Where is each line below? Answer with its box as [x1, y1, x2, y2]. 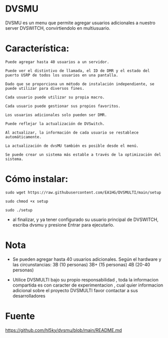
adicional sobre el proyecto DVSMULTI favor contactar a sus [12, 287, 138, 293]
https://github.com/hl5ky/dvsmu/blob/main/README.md [5, 327, 122, 333]
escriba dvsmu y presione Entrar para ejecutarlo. [12, 221, 115, 228]
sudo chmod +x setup [5, 199, 49, 204]
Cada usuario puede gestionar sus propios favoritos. [5, 103, 121, 108]
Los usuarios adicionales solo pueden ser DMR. [5, 112, 107, 118]
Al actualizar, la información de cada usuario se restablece [5, 130, 139, 135]
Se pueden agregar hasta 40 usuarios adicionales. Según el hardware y [12, 256, 161, 262]
